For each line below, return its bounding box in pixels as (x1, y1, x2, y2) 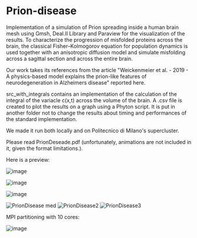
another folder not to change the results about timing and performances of (6, 109, 187, 116)
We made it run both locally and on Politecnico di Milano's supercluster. (6, 127, 179, 134)
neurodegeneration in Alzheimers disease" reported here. (6, 79, 146, 86)
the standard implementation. (6, 115, 78, 122)
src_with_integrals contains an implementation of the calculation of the (6, 90, 178, 97)
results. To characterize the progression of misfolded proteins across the (6, 36, 183, 43)
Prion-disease (6, 4, 77, 18)
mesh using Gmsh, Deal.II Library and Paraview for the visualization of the (6, 30, 185, 37)
